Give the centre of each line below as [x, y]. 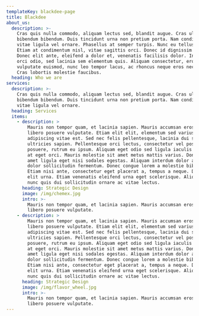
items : [20, 116]
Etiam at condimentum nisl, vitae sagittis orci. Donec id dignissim [105, 50]
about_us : [18, 23]
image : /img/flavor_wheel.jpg [59, 287]
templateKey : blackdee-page [41, 12]
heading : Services [34, 111]
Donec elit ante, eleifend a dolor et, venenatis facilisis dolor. [102, 56]
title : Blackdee [26, 17]
